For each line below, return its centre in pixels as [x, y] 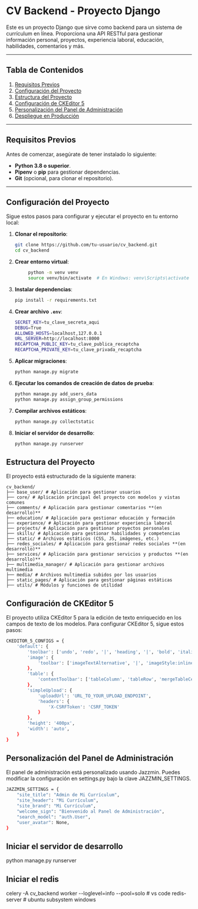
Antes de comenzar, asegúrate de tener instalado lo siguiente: [82, 154]
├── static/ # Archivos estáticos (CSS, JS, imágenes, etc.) [83, 539]
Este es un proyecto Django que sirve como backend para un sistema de [94, 27]
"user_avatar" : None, [43, 822]
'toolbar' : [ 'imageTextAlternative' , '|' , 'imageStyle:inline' [117, 663]
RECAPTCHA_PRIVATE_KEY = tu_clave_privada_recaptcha [78, 350]
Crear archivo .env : [39, 311]
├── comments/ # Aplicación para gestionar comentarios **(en [84, 508]
